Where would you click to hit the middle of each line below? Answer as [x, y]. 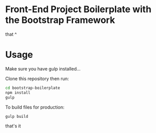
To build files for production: [35, 107]
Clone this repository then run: [37, 78]
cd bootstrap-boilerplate [33, 88]
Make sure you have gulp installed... [43, 69]
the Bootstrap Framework [60, 20]
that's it [13, 126]
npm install [18, 92]
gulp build [17, 116]
